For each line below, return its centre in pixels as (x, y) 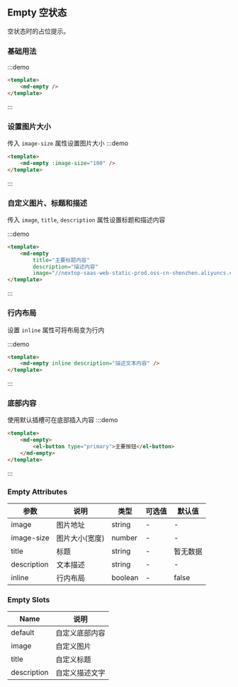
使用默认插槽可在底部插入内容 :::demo (63, 420)
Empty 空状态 (37, 13)
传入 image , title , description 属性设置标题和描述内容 (86, 220)
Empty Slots (29, 600)
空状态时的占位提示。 (38, 31)
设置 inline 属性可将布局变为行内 (56, 330)
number (125, 538)
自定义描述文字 (80, 673)
